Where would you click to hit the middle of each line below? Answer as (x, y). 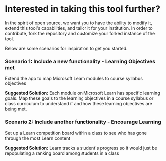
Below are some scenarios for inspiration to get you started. (66, 48)
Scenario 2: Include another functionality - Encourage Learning (83, 122)
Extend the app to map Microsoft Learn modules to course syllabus (74, 79)
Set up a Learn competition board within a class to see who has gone (76, 133)
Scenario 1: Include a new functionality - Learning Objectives (80, 61)
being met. (16, 109)
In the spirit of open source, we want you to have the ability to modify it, (79, 23)
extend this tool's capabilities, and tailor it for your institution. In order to (79, 28)
